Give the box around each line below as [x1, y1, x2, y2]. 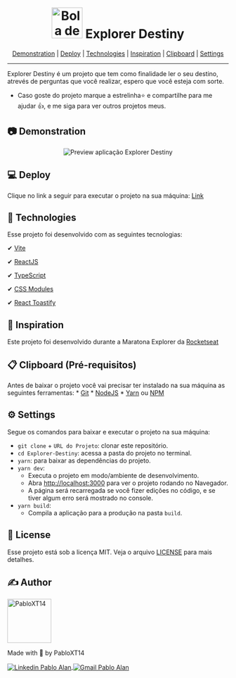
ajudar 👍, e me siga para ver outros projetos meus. [17, 101, 166, 110]
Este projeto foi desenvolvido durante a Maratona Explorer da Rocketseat [7, 338, 219, 346]
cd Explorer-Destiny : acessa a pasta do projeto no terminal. [17, 448, 192, 457]
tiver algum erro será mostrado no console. [27, 494, 153, 502]
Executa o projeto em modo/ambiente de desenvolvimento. [27, 471, 199, 479]
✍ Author [7, 577, 53, 589]
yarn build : [17, 501, 51, 510]
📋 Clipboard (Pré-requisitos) [7, 359, 137, 371]
